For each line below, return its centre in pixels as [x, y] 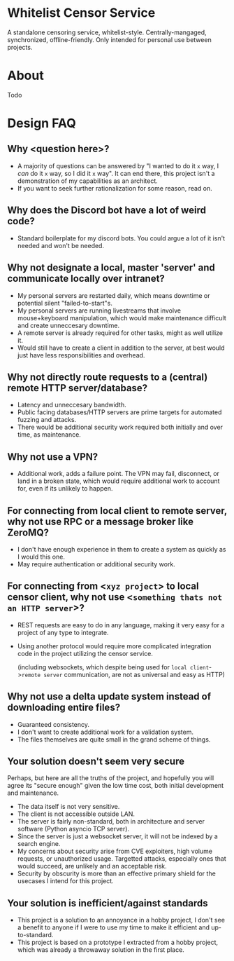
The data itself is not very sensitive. [68, 807]
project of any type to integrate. [63, 632]
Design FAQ [42, 123]
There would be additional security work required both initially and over [120, 427]
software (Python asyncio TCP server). [73, 829]
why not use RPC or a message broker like [101, 521]
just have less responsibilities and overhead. [81, 355]
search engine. [39, 844]
